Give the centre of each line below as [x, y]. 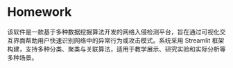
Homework [40, 12]
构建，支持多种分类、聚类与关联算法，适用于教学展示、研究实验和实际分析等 [116, 49]
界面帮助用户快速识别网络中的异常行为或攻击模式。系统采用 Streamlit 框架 [119, 40]
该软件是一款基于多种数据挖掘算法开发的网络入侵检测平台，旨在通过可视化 [113, 32]
